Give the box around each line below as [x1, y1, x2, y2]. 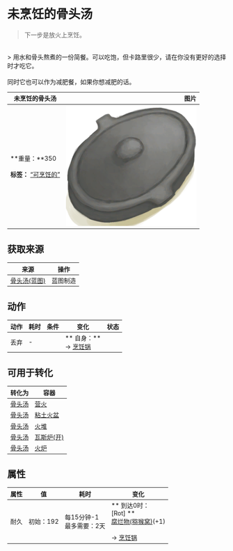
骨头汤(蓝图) [10, 276, 46, 285]
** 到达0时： [111, 502, 150, 510]
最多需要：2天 [65, 522, 106, 530]
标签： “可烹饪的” [10, 170, 61, 179]
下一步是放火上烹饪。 [24, 31, 86, 39]
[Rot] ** [111, 509, 136, 518]
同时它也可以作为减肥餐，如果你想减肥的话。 [7, 77, 136, 86]
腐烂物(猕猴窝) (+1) [111, 518, 166, 526]
